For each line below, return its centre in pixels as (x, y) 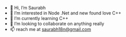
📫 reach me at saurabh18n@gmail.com (50, 29)
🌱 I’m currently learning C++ (39, 18)
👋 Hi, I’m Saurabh (28, 8)
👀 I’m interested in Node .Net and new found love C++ (65, 13)
